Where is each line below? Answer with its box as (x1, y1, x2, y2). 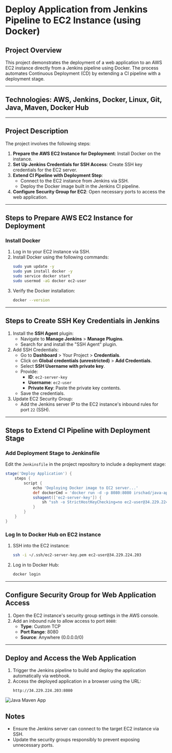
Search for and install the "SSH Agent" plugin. (20, 341, 118, 347)
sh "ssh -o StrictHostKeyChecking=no (41, 500, 123, 505)
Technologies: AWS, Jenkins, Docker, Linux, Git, (5, 95, 162, 104)
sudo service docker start (12, 273, 71, 279)
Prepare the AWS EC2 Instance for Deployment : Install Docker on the (12, 150, 161, 156)
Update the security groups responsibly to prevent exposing (12, 737, 140, 743)
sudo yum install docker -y (12, 269, 73, 274)
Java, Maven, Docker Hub (5, 104, 89, 112)
